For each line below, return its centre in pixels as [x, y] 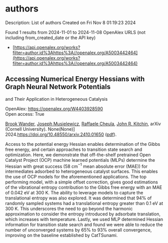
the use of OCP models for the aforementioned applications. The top [76, 177]
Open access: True [25, 114]
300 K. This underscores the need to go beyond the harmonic [69, 209]
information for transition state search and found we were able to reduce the [84, 225]
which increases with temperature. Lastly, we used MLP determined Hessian [84, 219]
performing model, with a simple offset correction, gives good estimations [81, 182]
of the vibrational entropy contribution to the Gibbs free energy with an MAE [84, 187]
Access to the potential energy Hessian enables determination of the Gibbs [83, 144]
